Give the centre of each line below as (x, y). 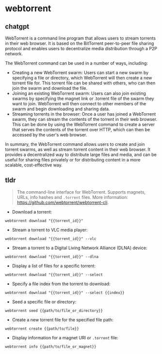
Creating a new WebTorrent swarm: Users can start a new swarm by (80, 73)
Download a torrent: (32, 212)
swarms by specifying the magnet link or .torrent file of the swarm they (83, 98)
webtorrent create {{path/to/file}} (42, 329)
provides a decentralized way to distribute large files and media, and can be (81, 155)
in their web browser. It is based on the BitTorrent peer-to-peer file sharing (80, 43)
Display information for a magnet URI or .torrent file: (65, 337)
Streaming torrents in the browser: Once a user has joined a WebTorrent (84, 114)
